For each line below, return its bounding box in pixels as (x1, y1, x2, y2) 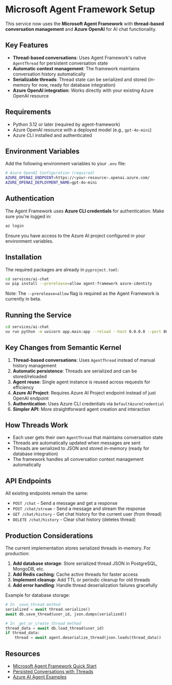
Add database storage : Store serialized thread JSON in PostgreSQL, (12, 560, 158, 566)
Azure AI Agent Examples (12, 674, 67, 680)
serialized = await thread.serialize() (5, 606, 91, 612)
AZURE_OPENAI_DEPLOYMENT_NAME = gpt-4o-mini (5, 180, 97, 185)
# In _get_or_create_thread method (5, 621, 81, 626)
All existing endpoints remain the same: (5, 490, 89, 496)
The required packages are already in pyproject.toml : (5, 266, 119, 272)
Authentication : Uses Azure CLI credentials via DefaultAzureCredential (12, 400, 165, 406)
